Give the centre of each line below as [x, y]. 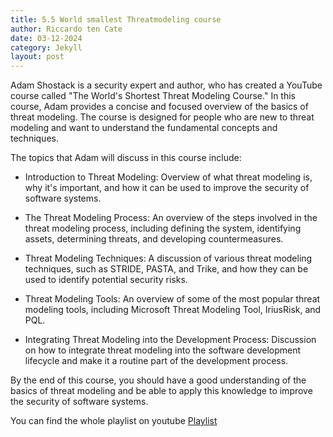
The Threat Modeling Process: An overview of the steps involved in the [171, 218]
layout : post [37, 57]
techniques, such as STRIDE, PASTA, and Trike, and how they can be [166, 269]
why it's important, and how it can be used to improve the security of [167, 188]
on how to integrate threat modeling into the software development [163, 350]
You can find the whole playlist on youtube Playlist [114, 421]
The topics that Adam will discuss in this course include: [126, 158]
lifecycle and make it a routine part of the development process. [156, 361]
